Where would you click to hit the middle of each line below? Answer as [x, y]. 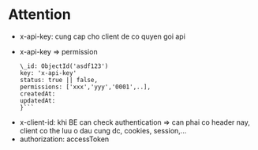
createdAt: [37, 94]
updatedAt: [37, 100]
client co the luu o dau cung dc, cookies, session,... [103, 130]
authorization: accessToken [64, 139]
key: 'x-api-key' [48, 73]
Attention [39, 15]
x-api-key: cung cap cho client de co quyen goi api [102, 36]
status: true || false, [59, 80]
